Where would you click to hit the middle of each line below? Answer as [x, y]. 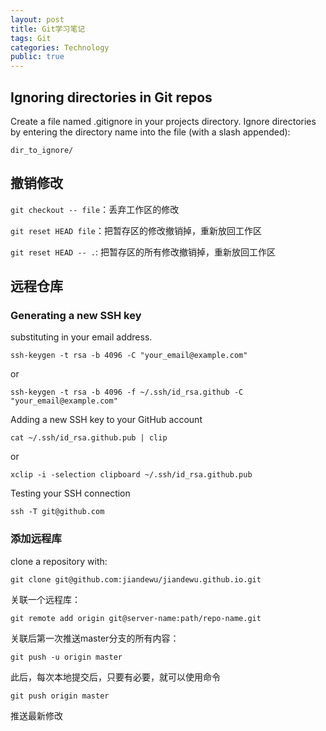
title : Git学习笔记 [48, 29]
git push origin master [60, 696]
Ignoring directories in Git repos [111, 97]
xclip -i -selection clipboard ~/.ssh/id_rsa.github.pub [131, 475]
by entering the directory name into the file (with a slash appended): [150, 132]
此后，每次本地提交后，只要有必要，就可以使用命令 [115, 677]
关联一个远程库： [45, 599]
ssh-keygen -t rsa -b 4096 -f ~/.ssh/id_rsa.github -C [127, 392]
